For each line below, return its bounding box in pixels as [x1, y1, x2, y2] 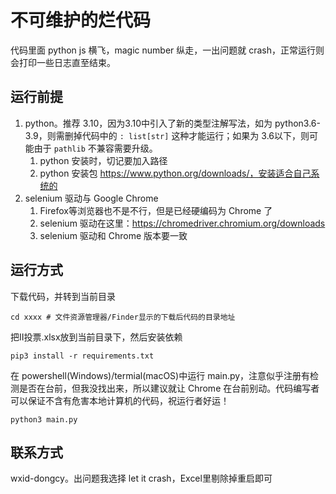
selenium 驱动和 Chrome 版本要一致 [39, 229, 188, 241]
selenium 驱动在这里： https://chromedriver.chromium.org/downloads [39, 217, 326, 229]
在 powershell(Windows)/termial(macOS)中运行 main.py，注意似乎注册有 [10, 369, 311, 381]
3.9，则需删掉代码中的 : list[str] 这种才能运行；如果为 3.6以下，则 [24, 129, 310, 141]
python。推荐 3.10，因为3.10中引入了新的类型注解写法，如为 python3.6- [24, 117, 321, 129]
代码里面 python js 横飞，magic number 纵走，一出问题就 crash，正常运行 [10, 44, 317, 56]
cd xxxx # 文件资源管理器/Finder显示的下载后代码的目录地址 [10, 312, 236, 322]
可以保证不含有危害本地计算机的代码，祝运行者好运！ [10, 394, 230, 406]
